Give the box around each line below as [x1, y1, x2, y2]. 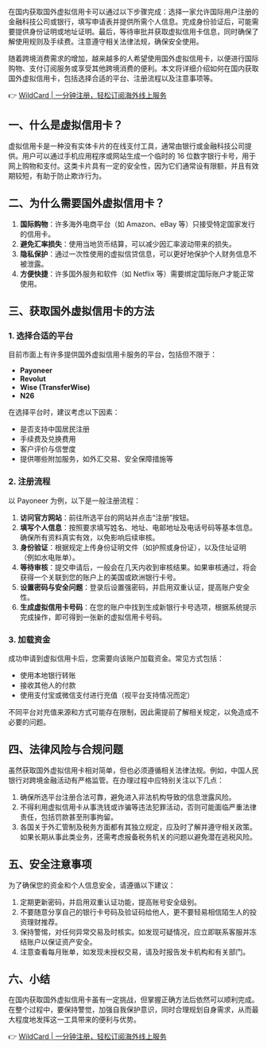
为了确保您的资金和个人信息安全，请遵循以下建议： [8, 880, 176, 890]
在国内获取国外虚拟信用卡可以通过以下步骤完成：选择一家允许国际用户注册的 [8, 7, 259, 16]
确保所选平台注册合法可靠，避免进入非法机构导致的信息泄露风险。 [19, 792, 236, 801]
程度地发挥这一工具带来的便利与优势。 [14, 1015, 141, 1024]
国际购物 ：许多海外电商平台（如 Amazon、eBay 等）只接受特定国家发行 [19, 219, 256, 228]
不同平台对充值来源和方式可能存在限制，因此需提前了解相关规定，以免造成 [8, 707, 252, 716]
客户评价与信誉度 [19, 444, 76, 454]
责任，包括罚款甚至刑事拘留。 [19, 812, 118, 821]
